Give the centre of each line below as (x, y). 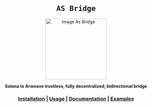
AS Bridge (76, 9)
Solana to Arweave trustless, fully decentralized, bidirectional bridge (76, 86)
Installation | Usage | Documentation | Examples (76, 99)
